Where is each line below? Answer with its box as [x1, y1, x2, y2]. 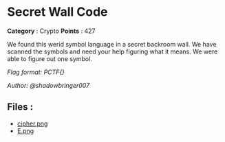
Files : [7, 101, 33, 113]
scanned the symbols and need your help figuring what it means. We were [7, 47, 218, 56]
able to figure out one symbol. [7, 54, 93, 62]
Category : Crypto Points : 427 [7, 27, 96, 35]
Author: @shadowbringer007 [7, 81, 90, 89]
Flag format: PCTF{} [7, 68, 65, 76]
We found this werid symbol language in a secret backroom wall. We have [7, 40, 217, 48]
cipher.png [17, 119, 48, 128]
